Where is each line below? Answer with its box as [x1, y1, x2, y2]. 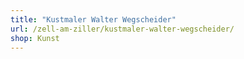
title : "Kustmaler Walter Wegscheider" [10, 14, 177, 25]
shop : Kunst [10, 33, 60, 43]
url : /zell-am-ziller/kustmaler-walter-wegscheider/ [10, 24, 235, 34]
